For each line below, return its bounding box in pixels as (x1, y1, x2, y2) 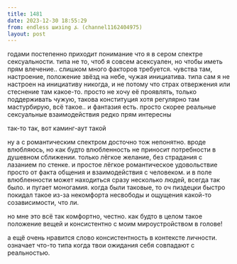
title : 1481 (7, 10, 43, 18)
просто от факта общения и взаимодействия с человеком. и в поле (7, 168, 212, 176)
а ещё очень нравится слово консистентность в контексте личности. (7, 233, 218, 242)
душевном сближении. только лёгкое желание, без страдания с (7, 153, 203, 162)
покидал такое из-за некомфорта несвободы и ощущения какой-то (7, 191, 211, 199)
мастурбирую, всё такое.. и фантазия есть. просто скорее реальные (7, 102, 216, 111)
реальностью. (7, 248, 50, 257)
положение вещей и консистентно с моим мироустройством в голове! (7, 220, 223, 228)
